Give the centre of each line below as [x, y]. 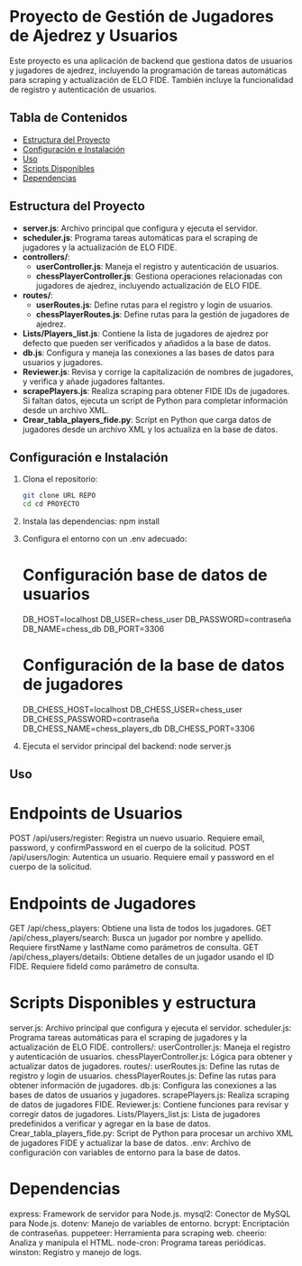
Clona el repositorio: [60, 479]
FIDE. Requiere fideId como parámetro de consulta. [105, 967]
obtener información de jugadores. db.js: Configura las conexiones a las [143, 1086]
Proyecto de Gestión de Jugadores [142, 17]
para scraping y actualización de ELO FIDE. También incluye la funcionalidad [151, 79]
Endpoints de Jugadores [103, 903]
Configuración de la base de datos [154, 665]
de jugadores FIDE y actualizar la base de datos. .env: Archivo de [130, 1143]
